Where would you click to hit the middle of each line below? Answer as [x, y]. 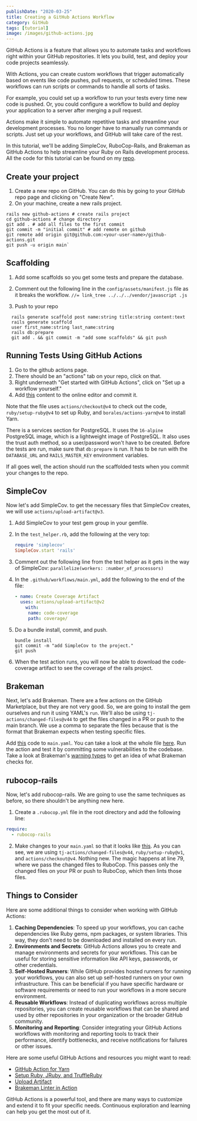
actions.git [21, 240]
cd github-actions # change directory [54, 219]
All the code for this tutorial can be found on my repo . [71, 158]
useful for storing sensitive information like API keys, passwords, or [96, 959]
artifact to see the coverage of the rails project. [96, 668]
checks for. [20, 762]
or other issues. [34, 1046]
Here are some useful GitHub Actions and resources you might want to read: [99, 1057]
